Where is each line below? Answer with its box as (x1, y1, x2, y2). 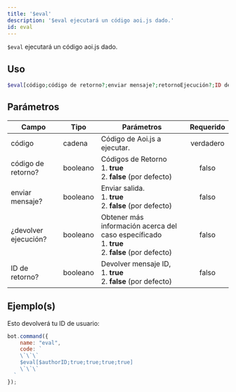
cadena (63, 138, 88, 148)
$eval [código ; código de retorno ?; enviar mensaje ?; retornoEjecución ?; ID (7, 82, 221, 89)
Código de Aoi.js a (100, 134, 162, 144)
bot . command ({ (7, 332, 49, 340)
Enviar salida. (100, 183, 145, 193)
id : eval (7, 23, 33, 30)
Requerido (189, 122, 225, 132)
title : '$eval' (7, 10, 52, 18)
